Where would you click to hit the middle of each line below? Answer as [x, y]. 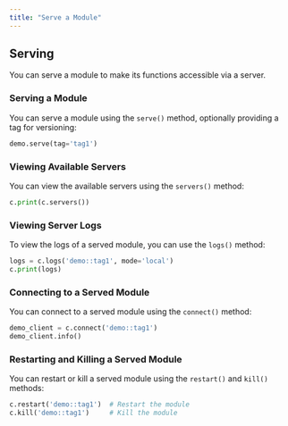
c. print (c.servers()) [50, 202]
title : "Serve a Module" [55, 17]
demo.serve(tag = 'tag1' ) [54, 144]
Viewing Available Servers [68, 166]
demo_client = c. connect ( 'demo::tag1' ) [84, 328]
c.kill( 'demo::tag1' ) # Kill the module [93, 413]
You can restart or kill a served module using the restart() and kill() [139, 379]
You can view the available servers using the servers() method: [127, 186]
